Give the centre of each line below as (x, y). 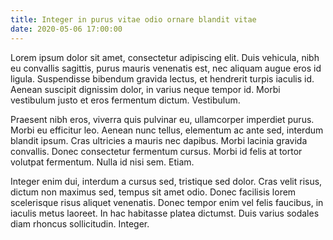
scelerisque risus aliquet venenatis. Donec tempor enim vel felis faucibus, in (167, 202)
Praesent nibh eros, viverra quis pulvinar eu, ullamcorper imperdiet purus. (162, 119)
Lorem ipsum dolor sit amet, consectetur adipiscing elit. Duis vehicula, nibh (165, 57)
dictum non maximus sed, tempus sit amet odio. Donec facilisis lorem (153, 192)
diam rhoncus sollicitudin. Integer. (80, 223)
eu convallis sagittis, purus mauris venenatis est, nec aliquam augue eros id (166, 68)
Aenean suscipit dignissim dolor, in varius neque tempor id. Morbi (145, 89)
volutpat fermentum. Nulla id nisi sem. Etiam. (102, 162)
